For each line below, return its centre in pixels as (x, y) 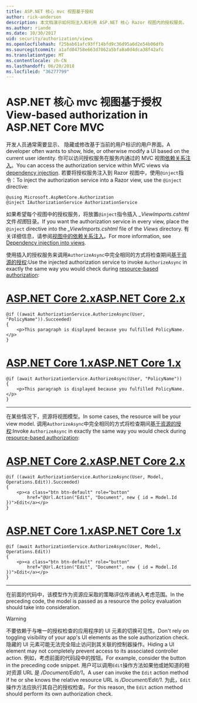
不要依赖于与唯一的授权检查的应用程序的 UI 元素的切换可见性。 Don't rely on (98, 630)
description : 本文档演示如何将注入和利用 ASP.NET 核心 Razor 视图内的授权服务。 (96, 22)
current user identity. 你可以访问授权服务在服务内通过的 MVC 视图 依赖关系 (96, 158)
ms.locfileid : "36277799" (38, 72)
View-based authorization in (77, 115)
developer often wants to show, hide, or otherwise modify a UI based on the (98, 151)
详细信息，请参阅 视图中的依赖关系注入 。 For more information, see (91, 236)
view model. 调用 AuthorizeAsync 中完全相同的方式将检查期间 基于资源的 (91, 424)
